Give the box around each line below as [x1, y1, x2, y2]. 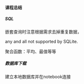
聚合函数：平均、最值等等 [5, 49, 56, 54]
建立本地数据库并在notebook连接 [5, 73, 71, 80]
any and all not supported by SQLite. [5, 38, 78, 44]
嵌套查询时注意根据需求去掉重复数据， [5, 29, 82, 34]
